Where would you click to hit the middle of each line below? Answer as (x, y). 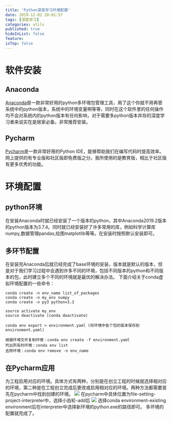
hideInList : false (25, 34)
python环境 (24, 207)
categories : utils (25, 24)
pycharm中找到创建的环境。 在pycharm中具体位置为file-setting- (85, 394)
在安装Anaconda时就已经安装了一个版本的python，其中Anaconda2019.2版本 (86, 220)
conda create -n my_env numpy (38, 298)
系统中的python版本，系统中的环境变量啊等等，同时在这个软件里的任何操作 (84, 109)
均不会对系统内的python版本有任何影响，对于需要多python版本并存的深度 (83, 115)
